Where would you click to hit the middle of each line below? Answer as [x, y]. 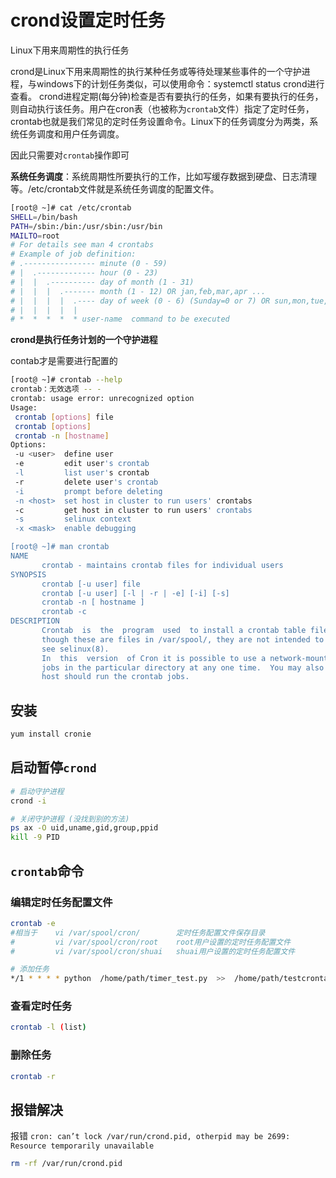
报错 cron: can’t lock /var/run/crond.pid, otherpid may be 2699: [150, 1136]
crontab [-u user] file [91, 584]
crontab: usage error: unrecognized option [102, 399]
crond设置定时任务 [88, 20]
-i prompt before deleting [88, 491]
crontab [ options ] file [64, 417]
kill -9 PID [35, 837]
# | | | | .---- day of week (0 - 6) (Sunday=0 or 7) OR [140, 301]
